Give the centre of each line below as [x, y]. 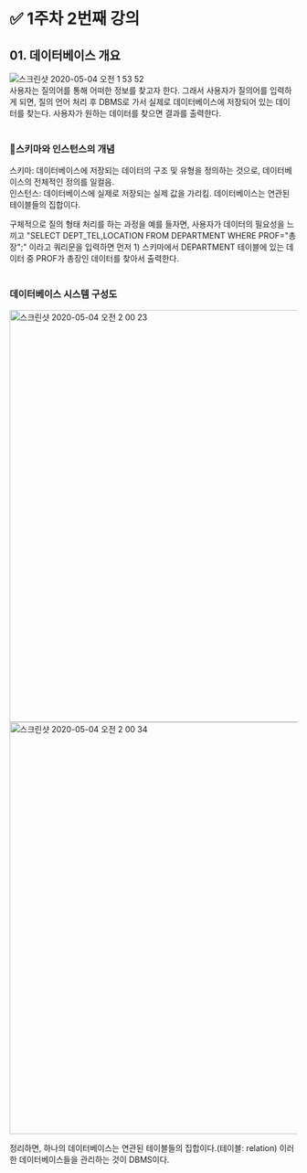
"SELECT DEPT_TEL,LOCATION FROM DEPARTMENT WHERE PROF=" [158, 236]
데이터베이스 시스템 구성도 [64, 294]
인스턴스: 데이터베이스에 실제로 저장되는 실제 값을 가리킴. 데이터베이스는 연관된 [150, 194]
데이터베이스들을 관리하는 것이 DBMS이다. [94, 1159]
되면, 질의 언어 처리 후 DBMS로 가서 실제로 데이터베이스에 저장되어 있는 [146, 102]
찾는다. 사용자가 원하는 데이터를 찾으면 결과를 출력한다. [124, 113]
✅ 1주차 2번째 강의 [74, 19]
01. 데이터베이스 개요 [65, 55]
